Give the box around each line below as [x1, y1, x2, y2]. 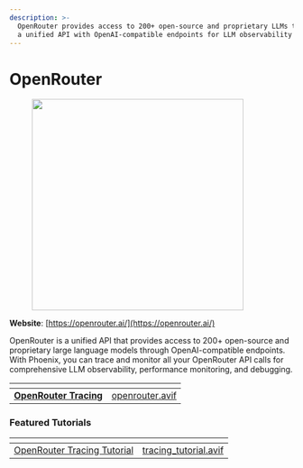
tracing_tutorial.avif [142, 444, 224, 456]
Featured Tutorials [9, 417, 92, 429]
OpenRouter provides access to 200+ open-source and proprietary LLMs [17, 22, 289, 31]
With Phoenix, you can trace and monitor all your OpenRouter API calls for [9, 354, 284, 365]
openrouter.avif [111, 390, 178, 402]
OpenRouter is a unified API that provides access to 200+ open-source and [9, 335, 289, 346]
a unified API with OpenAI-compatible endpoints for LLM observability [17, 30, 293, 39]
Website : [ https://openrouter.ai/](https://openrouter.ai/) [9, 317, 216, 329]
